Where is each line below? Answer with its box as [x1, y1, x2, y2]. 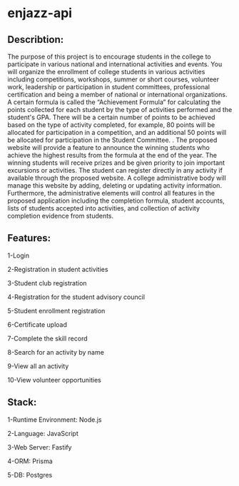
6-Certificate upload [7, 320, 68, 329]
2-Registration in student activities [7, 265, 108, 273]
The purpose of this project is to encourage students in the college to [7, 52, 212, 61]
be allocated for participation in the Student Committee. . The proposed [7, 136, 218, 144]
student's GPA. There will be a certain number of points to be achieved [7, 113, 215, 121]
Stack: [7, 396, 37, 408]
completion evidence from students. [7, 212, 114, 220]
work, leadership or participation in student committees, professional [7, 83, 210, 91]
